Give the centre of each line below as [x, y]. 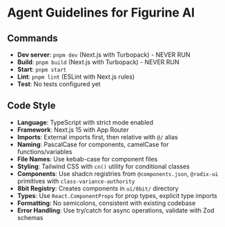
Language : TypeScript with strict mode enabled [85, 122]
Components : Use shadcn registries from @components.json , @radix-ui [118, 173]
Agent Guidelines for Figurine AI [101, 13]
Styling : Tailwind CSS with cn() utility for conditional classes [103, 166]
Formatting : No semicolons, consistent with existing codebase [106, 203]
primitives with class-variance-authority [76, 181]
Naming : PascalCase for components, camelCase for [93, 144]
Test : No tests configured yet [59, 84]
